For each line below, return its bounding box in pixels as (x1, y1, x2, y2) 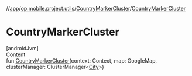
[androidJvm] (6, 44, 39, 51)
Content (6, 51, 26, 58)
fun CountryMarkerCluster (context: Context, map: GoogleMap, (6, 57, 157, 64)
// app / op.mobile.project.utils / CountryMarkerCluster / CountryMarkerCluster (6, 5, 186, 12)
